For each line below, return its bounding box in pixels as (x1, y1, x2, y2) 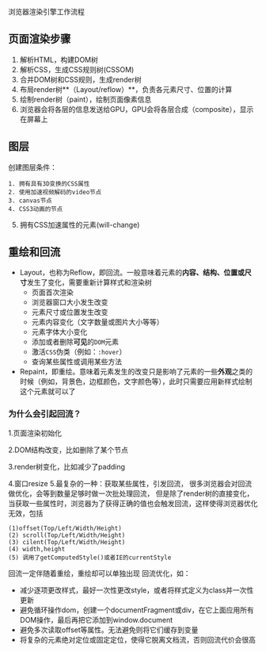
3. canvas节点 (8, 197, 53, 205)
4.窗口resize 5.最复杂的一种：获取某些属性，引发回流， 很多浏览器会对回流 (8, 478, 253, 488)
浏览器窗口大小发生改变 (31, 297, 108, 307)
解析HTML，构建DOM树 (19, 55, 99, 64)
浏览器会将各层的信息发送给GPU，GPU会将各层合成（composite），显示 (19, 104, 254, 113)
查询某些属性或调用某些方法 (31, 357, 123, 366)
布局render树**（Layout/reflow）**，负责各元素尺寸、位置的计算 (19, 84, 233, 94)
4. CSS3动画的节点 (8, 205, 63, 213)
